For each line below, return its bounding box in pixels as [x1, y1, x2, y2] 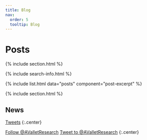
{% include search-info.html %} [5, 71, 72, 77]
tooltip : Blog [10, 22, 40, 27]
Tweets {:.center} [5, 119, 42, 125]
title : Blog [5, 7, 31, 13]
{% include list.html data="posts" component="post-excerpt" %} [5, 81, 142, 87]
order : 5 [10, 17, 29, 22]
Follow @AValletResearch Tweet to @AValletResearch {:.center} [5, 129, 139, 135]
